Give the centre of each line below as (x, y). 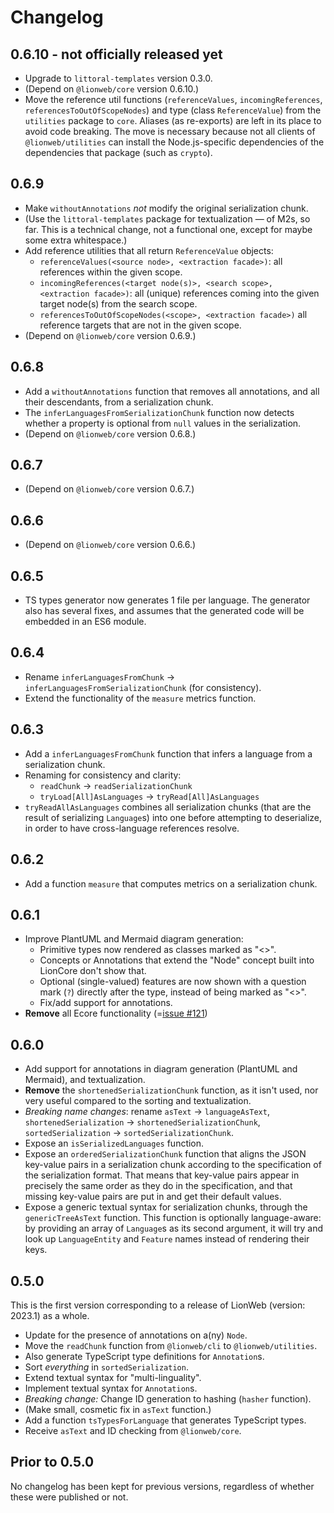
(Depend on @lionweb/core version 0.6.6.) (110, 545)
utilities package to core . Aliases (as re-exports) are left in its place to (173, 120)
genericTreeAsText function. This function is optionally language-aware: (173, 1218)
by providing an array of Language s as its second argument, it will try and (174, 1228)
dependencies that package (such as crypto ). (118, 152)
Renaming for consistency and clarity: (103, 775)
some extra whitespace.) (76, 240)
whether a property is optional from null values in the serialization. (163, 423)
